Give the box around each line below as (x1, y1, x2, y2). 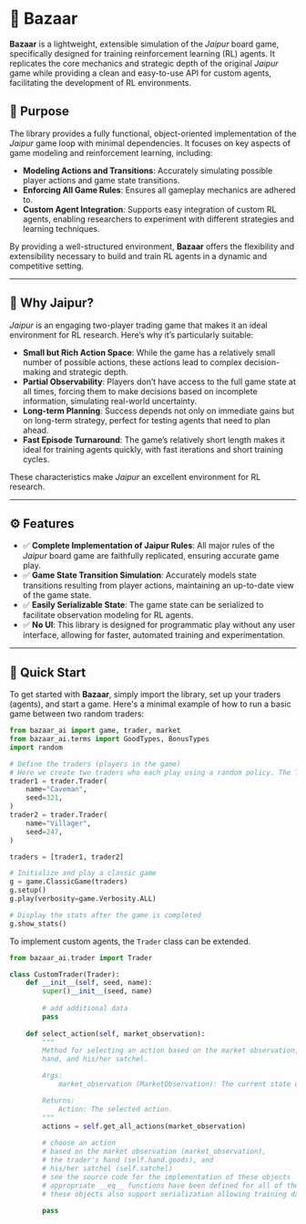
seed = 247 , (25, 827, 64, 836)
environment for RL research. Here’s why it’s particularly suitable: (9, 329, 254, 340)
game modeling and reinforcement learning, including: (9, 147, 213, 158)
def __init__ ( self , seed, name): (25, 978, 153, 988)
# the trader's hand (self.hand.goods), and (42, 1156, 214, 1165)
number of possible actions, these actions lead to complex (22, 356, 243, 368)
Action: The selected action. (57, 1104, 173, 1114)
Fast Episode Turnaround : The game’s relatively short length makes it (22, 434, 285, 445)
